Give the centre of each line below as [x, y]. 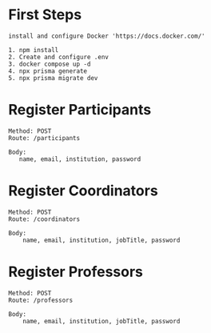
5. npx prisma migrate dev [53, 78]
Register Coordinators [83, 191]
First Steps [45, 15]
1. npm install [34, 50]
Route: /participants [44, 138]
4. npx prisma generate [48, 71]
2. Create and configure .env [59, 57]
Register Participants [80, 110]
